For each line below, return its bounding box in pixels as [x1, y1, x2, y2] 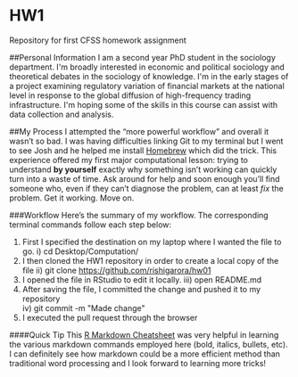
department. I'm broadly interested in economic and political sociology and [9, 61, 286, 72]
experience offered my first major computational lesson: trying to [9, 154, 248, 165]
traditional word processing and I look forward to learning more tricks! [9, 357, 266, 368]
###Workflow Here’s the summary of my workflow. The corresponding [9, 209, 269, 220]
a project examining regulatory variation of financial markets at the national [9, 80, 286, 91]
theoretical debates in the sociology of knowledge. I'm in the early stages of [9, 70, 289, 81]
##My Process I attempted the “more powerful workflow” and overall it [9, 126, 269, 136]
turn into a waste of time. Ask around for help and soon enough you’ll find [9, 173, 280, 184]
